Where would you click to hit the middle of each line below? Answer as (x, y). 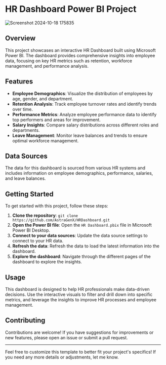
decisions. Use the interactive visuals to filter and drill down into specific (79, 294)
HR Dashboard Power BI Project (71, 9)
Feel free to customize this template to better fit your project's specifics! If (81, 352)
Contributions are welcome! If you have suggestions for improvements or (80, 332)
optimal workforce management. (45, 141)
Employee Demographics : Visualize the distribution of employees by (83, 93)
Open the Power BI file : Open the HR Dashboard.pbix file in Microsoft (82, 225)
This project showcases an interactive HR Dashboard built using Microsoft (81, 50)
